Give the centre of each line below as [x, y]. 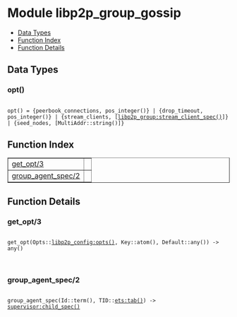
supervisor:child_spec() [44, 307]
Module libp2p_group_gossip [94, 13]
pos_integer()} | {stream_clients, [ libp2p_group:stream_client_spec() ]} [118, 117]
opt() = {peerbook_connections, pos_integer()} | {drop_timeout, [105, 111]
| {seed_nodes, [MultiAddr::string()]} [66, 123]
